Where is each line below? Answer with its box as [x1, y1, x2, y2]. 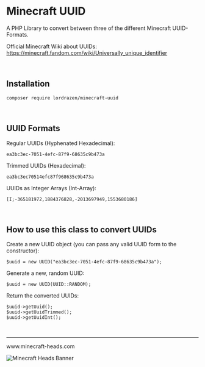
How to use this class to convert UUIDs [6, 224, 157, 235]
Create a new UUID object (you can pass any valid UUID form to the [6, 241, 177, 248]
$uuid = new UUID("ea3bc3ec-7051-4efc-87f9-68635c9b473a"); [6, 259, 163, 265]
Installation [6, 79, 50, 89]
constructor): [6, 247, 40, 254]
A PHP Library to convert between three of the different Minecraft [6, 24, 171, 32]
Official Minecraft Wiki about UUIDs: [6, 43, 98, 50]
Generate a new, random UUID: [6, 269, 85, 277]
